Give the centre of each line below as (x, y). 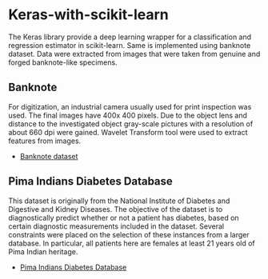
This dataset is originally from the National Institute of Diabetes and (119, 201)
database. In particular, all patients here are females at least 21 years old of (132, 243)
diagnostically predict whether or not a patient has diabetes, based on (124, 217)
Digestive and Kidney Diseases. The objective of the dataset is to (116, 209)
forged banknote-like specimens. (63, 62)
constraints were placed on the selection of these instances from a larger (129, 234)
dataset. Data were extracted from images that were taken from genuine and (134, 54)
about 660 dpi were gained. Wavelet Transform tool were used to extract (128, 132)
